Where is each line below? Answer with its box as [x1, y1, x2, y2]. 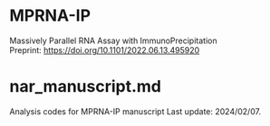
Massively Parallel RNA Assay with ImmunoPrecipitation [9, 35, 217, 46]
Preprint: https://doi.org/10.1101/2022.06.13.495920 [9, 44, 200, 55]
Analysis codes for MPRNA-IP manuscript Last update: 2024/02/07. [9, 105, 261, 117]
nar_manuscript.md [9, 76, 161, 97]
